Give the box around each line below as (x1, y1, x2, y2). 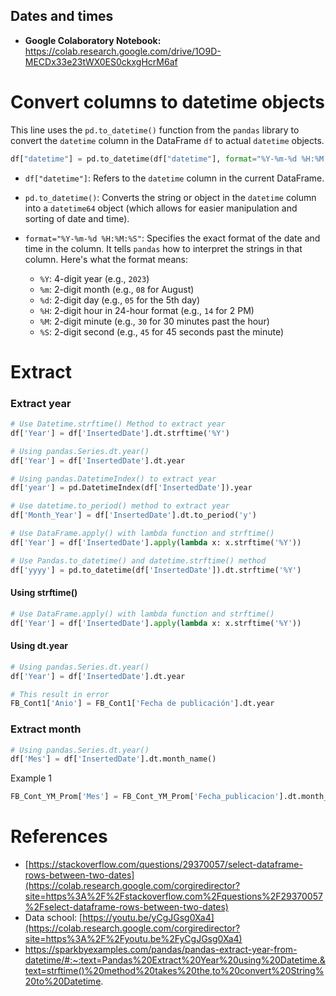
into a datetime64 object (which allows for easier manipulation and (24, 202, 298, 214)
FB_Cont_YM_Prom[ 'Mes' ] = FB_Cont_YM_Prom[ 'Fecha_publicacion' (10, 792, 280, 802)
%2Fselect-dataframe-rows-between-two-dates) (24, 901, 229, 913)
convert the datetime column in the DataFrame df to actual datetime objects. (10, 134, 325, 146)
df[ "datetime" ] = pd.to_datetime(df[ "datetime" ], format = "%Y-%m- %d (10, 154, 298, 164)
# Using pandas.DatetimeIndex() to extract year (10, 474, 217, 484)
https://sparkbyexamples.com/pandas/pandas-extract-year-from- (24, 944, 298, 956)
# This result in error (10, 689, 110, 699)
